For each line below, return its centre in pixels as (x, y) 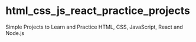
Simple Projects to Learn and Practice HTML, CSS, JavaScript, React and (94, 27)
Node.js (15, 33)
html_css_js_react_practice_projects (98, 11)
